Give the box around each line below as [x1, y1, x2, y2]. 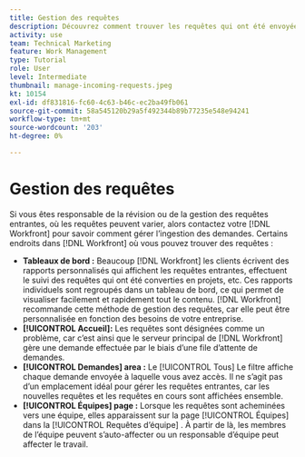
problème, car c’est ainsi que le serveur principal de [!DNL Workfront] [22, 333, 283, 343]
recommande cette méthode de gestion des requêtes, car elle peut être [22, 303, 290, 314]
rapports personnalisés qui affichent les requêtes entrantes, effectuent [22, 264, 288, 275]
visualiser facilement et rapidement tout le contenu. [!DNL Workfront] [22, 293, 281, 304]
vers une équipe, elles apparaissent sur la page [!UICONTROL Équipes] [22, 410, 290, 421]
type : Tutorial [9, 55, 67, 65]
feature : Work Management [9, 47, 107, 56]
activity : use [9, 30, 64, 39]
